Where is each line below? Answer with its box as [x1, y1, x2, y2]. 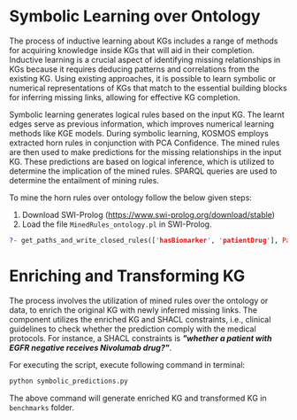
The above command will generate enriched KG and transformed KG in [9, 393, 267, 403]
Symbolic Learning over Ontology [9, 6, 261, 27]
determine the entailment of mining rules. [9, 175, 159, 185]
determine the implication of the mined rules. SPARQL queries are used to [9, 166, 278, 176]
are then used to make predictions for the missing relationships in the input [9, 146, 282, 157]
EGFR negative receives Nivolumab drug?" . [9, 342, 172, 353]
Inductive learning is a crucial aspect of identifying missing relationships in [9, 54, 281, 65]
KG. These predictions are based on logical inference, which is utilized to [9, 156, 275, 167]
